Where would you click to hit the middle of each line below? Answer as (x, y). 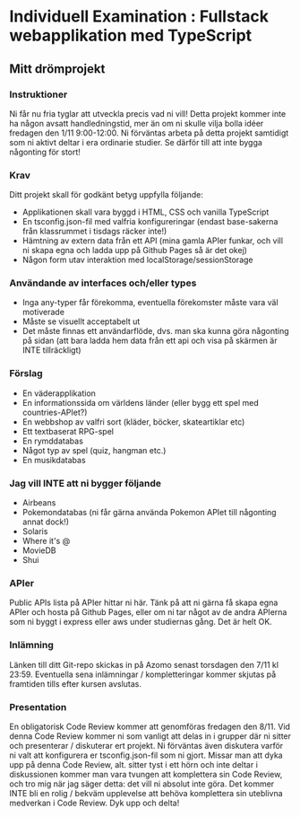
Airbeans (39, 503)
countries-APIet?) (55, 412)
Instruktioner (39, 94)
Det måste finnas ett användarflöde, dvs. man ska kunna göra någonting (155, 331)
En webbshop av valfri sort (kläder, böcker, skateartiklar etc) (133, 422)
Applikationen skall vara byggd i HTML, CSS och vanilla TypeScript (146, 212)
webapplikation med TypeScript (131, 35)
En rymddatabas (52, 441)
